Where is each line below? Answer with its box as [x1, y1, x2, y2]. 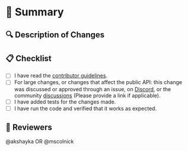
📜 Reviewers [5, 123, 53, 133]
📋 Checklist [5, 53, 52, 63]
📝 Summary [5, 5, 64, 19]
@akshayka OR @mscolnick [5, 138, 74, 145]
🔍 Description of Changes [5, 30, 105, 40]
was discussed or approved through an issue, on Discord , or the [14, 85, 171, 92]
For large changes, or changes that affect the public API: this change [14, 79, 183, 86]
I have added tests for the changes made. [14, 98, 116, 105]
